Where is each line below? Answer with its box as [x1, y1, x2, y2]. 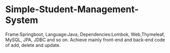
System [5, 14, 39, 26]
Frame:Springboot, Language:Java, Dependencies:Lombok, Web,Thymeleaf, [5, 31, 165, 37]
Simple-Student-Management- [5, 4, 139, 15]
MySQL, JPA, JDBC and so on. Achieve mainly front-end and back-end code [5, 37, 165, 43]
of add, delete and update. [5, 42, 61, 48]
